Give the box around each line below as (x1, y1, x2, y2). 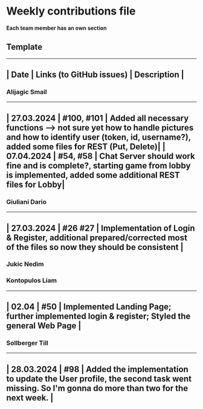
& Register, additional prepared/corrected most (6, 232, 187, 243)
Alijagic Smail (6, 88, 47, 96)
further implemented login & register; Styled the (6, 311, 191, 322)
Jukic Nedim (6, 260, 44, 268)
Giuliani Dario (6, 197, 47, 206)
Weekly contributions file (6, 4, 136, 18)
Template (6, 42, 43, 52)
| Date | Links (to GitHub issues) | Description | (6, 70, 184, 80)
